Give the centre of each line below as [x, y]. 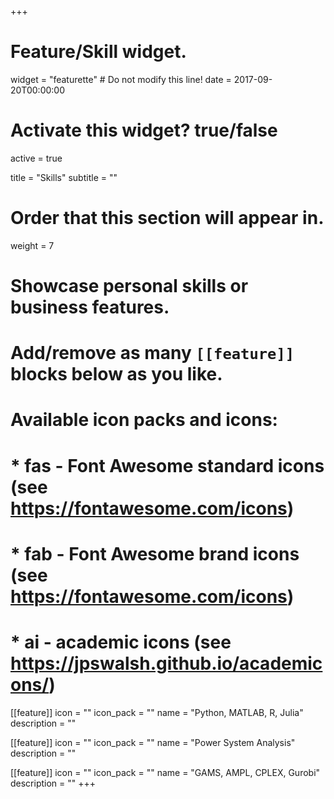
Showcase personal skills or [129, 286]
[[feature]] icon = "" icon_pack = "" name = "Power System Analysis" [153, 742]
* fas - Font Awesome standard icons [167, 465]
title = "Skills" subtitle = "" [64, 177]
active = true [36, 158]
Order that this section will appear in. [167, 218]
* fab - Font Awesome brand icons [155, 553]
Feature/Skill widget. [98, 52]
